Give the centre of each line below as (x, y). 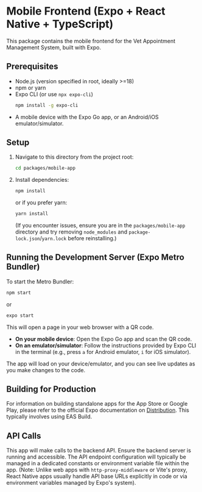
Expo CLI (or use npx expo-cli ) (54, 94)
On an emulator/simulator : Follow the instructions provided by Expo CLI (106, 345)
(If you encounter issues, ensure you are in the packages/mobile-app (100, 226)
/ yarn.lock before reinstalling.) (78, 238)
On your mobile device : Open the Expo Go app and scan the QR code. (103, 339)
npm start (19, 293)
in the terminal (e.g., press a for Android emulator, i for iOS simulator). (103, 352)
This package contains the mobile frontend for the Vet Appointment (91, 41)
